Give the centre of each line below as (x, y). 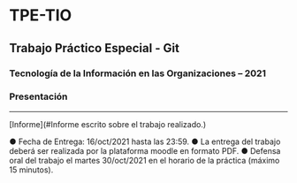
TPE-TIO (41, 15)
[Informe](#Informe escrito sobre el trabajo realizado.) (107, 124)
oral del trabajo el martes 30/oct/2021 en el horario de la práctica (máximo (145, 160)
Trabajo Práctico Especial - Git (94, 48)
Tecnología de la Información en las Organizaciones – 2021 (138, 73)
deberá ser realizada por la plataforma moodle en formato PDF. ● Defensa (145, 150)
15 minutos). (31, 170)
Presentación (38, 96)
